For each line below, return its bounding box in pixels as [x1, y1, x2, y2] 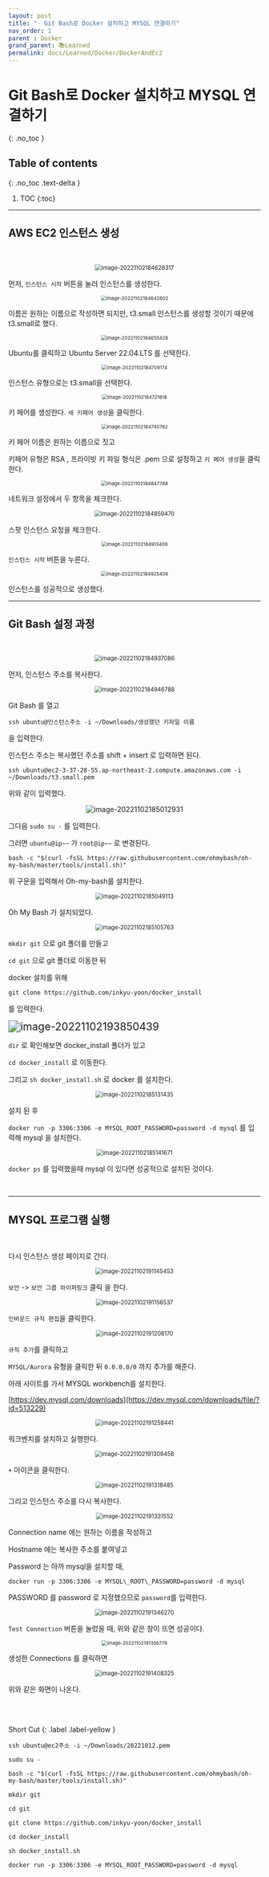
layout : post [8, 11, 52, 20]
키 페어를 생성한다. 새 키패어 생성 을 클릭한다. [8, 407, 145, 417]
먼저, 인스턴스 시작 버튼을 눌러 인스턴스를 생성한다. [8, 279, 163, 288]
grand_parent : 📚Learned [8, 42, 90, 50]
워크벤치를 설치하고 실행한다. [8, 1434, 98, 1444]
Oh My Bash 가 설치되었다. [8, 908, 94, 917]
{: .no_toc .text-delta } [8, 177, 81, 187]
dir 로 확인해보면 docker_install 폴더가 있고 [8, 1041, 146, 1051]
